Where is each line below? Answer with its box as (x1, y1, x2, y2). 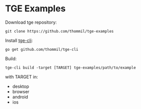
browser (12, 88, 30, 94)
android (12, 94, 28, 100)
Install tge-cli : (5, 37, 33, 43)
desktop (12, 83, 30, 89)
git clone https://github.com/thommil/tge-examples (5, 29, 114, 34)
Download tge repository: (5, 19, 57, 25)
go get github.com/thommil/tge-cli (5, 47, 79, 52)
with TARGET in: (5, 73, 38, 79)
